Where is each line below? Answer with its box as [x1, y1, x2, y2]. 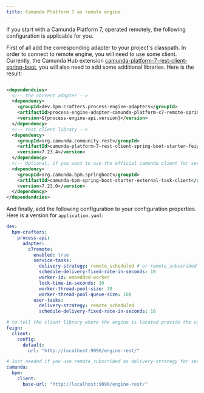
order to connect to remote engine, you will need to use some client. [6, 50, 177, 58]
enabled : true [33, 252, 69, 258]
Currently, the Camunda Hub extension [6, 57, 104, 64]
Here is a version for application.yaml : [6, 212, 104, 219]
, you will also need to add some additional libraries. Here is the [36, 63, 194, 71]
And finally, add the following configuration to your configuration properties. [6, 205, 197, 213]
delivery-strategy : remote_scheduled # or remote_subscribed [38, 263, 197, 270]
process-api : [17, 235, 50, 241]
